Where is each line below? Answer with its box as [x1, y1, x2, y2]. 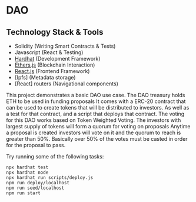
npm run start [6, 190, 41, 196]
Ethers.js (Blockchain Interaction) [14, 61, 95, 68]
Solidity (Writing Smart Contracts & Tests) [14, 42, 116, 49]
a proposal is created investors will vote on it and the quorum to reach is [6, 129, 181, 136]
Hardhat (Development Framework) [14, 55, 101, 62]
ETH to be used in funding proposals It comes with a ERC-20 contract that [6, 98, 186, 105]
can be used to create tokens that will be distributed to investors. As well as [6, 104, 190, 111]
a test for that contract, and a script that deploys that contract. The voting [6, 110, 185, 117]
